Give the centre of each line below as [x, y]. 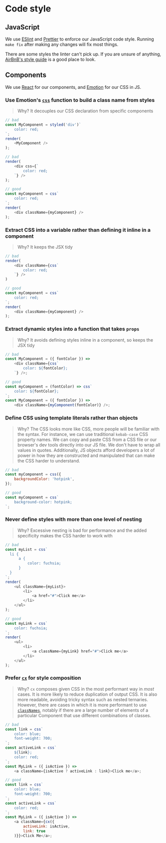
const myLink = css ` [27, 623]
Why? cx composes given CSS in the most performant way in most [86, 689]
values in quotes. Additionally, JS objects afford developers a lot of [86, 450]
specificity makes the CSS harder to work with [65, 535]
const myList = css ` [27, 549]
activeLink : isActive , [47, 827]
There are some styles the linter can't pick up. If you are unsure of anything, [83, 54]
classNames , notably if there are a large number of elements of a [83, 710]
